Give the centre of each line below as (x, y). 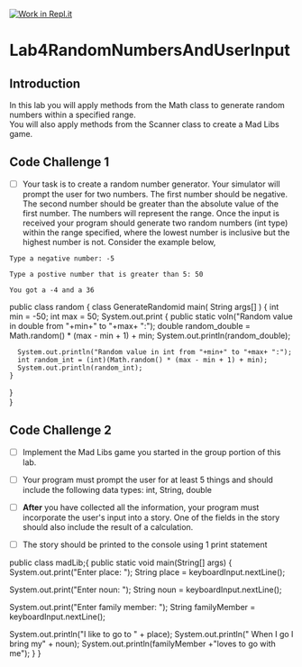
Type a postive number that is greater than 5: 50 (106, 274)
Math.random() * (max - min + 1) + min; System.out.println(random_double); (150, 335)
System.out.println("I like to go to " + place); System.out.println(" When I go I (151, 634)
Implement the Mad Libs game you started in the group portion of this (151, 452)
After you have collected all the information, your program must (141, 507)
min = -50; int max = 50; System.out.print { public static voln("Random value (151, 316)
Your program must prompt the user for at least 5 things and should (147, 480)
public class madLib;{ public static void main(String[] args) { (121, 562)
